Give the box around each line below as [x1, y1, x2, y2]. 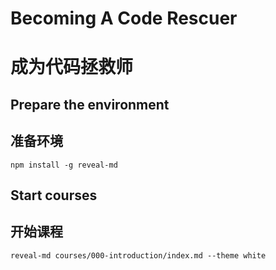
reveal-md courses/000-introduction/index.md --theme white [10, 250, 267, 261]
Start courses [10, 187, 98, 204]
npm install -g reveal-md [10, 160, 118, 170]
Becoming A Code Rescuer [10, 7, 238, 30]
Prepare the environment [10, 96, 170, 113]
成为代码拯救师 [10, 56, 134, 79]
